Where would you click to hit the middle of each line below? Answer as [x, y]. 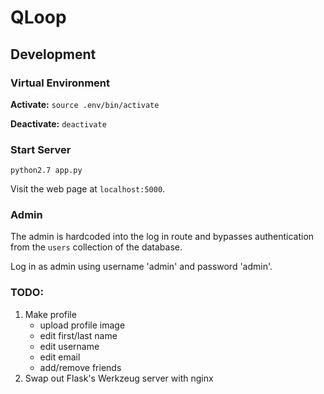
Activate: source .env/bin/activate [85, 104]
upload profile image [82, 325]
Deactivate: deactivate [58, 123]
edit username [69, 346]
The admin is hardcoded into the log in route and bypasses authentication [162, 237]
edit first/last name [78, 335]
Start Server [41, 149]
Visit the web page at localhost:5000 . [88, 189]
